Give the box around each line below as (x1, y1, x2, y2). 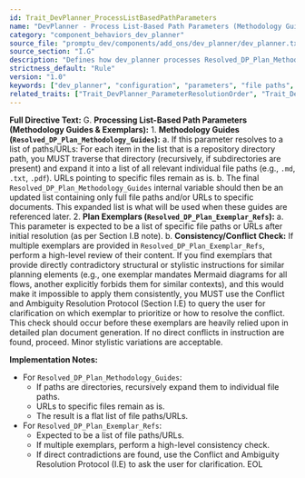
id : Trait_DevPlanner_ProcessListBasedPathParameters (9, 13, 218, 23)
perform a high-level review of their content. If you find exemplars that (9, 249, 272, 260)
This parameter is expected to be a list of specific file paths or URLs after (9, 220, 283, 232)
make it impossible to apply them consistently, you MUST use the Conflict (9, 288, 285, 299)
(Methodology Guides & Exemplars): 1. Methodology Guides (9, 124, 241, 134)
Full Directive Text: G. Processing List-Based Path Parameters (9, 115, 248, 125)
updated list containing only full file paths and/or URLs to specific (9, 192, 254, 203)
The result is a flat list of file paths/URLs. (35, 410, 189, 421)
